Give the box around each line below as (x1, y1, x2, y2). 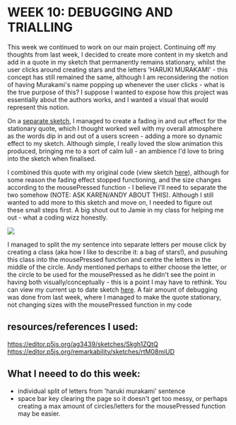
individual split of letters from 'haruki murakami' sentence (17, 387, 186, 395)
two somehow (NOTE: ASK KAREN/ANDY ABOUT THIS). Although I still (7, 191, 214, 199)
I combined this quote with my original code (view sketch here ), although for (7, 168, 230, 176)
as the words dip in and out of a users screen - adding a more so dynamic (7, 132, 223, 140)
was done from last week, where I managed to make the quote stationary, (7, 293, 221, 301)
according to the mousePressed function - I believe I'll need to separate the (7, 183, 228, 191)
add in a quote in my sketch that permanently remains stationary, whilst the (7, 57, 226, 66)
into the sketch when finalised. (7, 154, 97, 163)
